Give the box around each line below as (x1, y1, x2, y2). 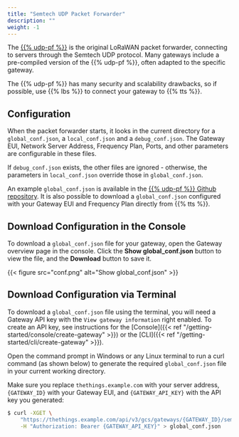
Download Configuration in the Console (7, 220, 186, 232)
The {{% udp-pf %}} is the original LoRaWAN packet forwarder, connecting (7, 43, 228, 52)
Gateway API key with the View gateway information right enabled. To (7, 315, 212, 324)
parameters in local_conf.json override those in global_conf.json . (7, 171, 204, 179)
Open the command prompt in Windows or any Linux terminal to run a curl (7, 352, 225, 360)
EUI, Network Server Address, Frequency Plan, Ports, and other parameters (7, 142, 229, 150)
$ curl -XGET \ (7, 409, 53, 416)
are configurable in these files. (7, 149, 97, 158)
